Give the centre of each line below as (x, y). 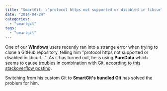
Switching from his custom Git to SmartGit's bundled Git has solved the (79, 78)
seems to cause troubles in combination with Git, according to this (73, 63)
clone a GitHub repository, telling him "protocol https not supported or (77, 52)
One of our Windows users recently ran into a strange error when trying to (82, 47)
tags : (11, 28)
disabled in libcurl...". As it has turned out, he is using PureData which (77, 57)
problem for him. (22, 83)
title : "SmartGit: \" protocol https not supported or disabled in (75, 10)
